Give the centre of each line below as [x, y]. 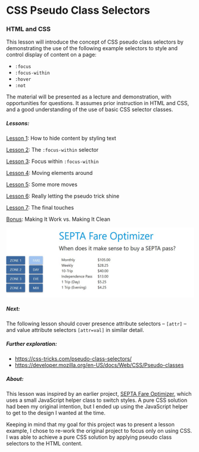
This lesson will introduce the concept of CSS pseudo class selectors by [95, 42]
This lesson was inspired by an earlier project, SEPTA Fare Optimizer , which [99, 394]
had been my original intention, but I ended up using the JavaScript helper [97, 407]
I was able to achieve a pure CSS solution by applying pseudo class [89, 437]
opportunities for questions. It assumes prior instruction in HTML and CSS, [98, 103]
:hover [23, 79]
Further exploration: [32, 344]
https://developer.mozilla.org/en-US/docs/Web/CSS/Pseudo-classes [99, 365]
